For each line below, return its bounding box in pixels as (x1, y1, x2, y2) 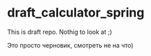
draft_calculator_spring (7, 5, 145, 21)
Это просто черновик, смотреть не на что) (7, 41, 134, 49)
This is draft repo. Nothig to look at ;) (7, 28, 112, 36)
